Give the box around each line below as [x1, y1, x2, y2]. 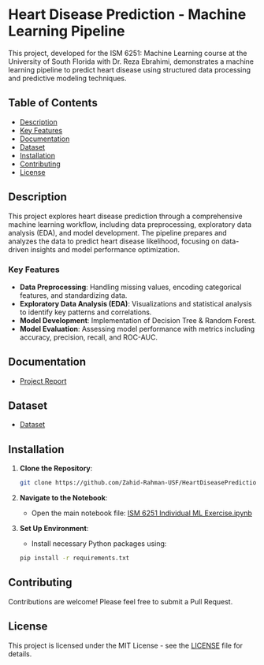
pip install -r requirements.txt [19, 554, 130, 563]
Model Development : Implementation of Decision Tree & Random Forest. [19, 315, 257, 325]
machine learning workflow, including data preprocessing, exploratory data [8, 219, 252, 229]
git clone [19, 479, 53, 487]
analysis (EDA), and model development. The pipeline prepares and [8, 228, 227, 237]
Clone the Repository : [19, 463, 93, 474]
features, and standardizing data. [19, 290, 128, 300]
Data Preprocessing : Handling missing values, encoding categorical [19, 282, 242, 292]
